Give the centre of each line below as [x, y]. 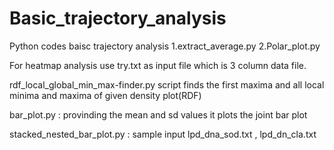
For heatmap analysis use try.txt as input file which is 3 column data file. [158, 65]
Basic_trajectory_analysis [118, 18]
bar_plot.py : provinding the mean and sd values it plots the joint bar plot [158, 114]
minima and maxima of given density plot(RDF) [105, 95]
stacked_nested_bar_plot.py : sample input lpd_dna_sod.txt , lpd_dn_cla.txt [163, 134]
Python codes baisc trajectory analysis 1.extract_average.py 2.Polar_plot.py [165, 46]
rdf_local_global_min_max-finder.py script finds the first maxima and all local [167, 84]
